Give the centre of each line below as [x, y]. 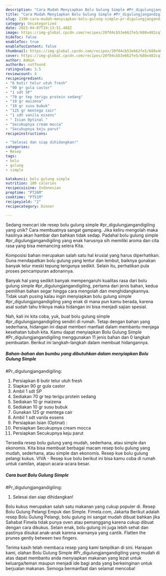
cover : [12, 55]
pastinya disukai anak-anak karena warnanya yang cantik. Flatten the [76, 533]
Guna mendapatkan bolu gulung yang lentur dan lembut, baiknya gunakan [81, 260]
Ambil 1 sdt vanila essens [38, 418]
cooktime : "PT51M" [24, 197]
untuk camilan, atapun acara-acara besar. [48, 464]
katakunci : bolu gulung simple [38, 179]
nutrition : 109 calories [31, 183]
